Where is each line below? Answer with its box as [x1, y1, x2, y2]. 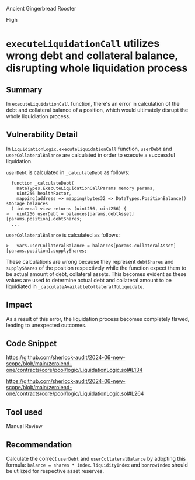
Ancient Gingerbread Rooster [6, 5, 76, 12]
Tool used [6, 407, 43, 417]
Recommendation [6, 440, 72, 450]
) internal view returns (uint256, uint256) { [11, 206, 127, 212]
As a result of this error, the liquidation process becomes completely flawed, [6, 315, 190, 322]
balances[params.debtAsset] [66, 210, 134, 217]
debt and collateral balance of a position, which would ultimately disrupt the [6, 106, 189, 113]
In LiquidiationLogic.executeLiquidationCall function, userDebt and [6, 145, 172, 152]
